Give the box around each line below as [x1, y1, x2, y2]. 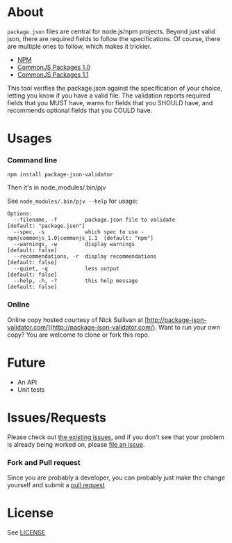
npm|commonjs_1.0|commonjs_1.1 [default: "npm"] [7, 235, 154, 242]
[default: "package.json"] [7, 222, 85, 230]
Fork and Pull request [7, 457, 81, 467]
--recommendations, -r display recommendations [13, 253, 157, 260]
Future [7, 355, 47, 370]
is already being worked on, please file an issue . [7, 440, 145, 448]
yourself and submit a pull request [7, 480, 106, 489]
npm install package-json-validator [7, 171, 113, 178]
